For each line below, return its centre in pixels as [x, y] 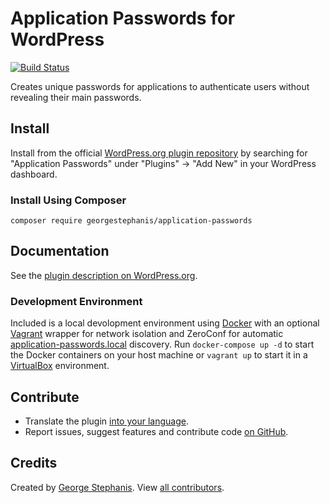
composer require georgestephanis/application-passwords [131, 221]
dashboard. [34, 174]
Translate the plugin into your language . [106, 421]
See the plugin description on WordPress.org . [104, 275]
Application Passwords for [123, 18]
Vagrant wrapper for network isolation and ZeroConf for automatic [147, 334]
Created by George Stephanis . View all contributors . [117, 487]
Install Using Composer [68, 200]
